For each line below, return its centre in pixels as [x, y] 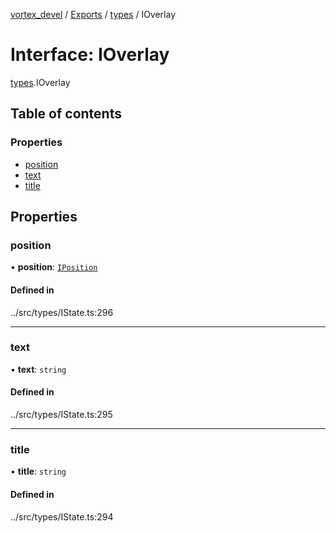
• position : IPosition [54, 267]
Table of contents [66, 114]
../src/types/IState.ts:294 [62, 516]
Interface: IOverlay [90, 55]
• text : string [38, 369]
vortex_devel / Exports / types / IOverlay [93, 14]
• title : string [38, 471]
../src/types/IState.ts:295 [61, 415]
